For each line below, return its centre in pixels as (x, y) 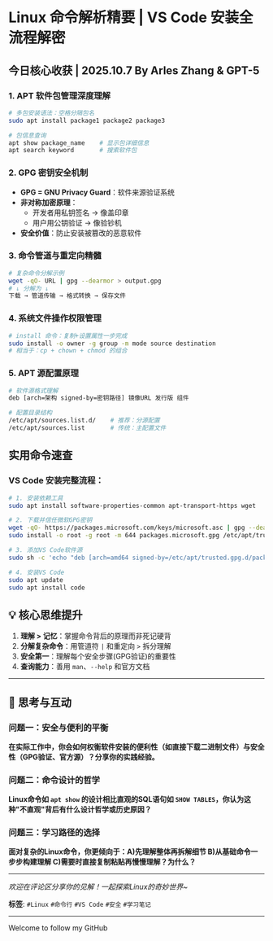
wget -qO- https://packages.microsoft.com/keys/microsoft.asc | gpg (127, 528)
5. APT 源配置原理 (44, 374)
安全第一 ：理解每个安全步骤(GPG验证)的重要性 (98, 656)
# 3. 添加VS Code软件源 (45, 550)
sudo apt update (36, 580)
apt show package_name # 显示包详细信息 (79, 143)
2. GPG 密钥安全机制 (48, 173)
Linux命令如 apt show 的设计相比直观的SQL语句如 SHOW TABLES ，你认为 (126, 799)
